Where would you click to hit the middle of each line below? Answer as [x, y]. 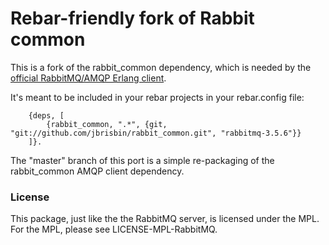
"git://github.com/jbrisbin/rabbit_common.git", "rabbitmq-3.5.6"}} [156, 133]
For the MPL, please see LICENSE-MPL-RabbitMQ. [114, 229]
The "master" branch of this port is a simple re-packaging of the [142, 160]
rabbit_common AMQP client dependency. [97, 171]
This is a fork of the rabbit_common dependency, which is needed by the [161, 67]
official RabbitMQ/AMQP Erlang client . [88, 78]
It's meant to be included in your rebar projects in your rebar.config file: [157, 97]
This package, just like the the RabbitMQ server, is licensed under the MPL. [165, 219]
